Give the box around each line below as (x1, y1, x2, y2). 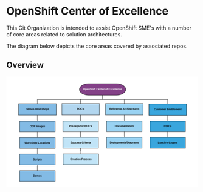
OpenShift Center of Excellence (6, 4, 169, 18)
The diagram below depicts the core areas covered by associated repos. (6, 42, 188, 50)
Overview (6, 60, 44, 70)
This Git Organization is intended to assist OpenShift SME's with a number (6, 24, 192, 31)
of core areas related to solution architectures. (6, 30, 123, 38)
